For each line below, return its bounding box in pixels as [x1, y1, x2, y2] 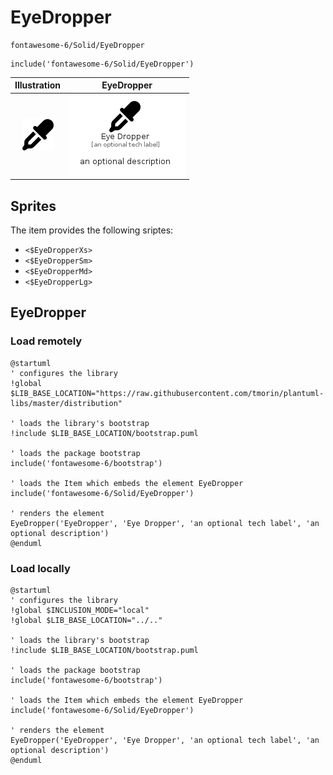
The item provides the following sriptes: [10, 224, 174, 236]
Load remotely [10, 334, 83, 348]
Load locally [10, 561, 71, 575]
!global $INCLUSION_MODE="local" [10, 605, 150, 615]
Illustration [14, 79, 62, 91]
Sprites [10, 197, 57, 215]
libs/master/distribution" [10, 398, 123, 408]
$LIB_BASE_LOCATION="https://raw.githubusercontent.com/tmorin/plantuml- [10, 388, 325, 398]
